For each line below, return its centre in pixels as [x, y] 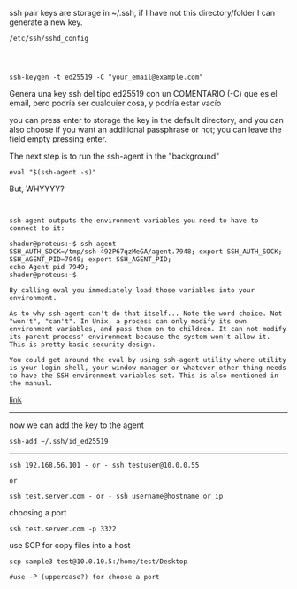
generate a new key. [46, 22]
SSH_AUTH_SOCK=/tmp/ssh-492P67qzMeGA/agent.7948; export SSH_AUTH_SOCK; [146, 252]
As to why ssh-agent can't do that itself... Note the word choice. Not [146, 314]
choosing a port [38, 512]
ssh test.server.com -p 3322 [63, 529]
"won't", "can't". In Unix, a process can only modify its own [128, 322]
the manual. [31, 384]
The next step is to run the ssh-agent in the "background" [114, 156]
